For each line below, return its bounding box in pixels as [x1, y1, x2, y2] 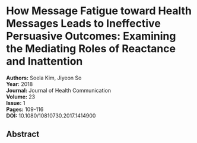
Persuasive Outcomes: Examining [6, 30, 176, 43]
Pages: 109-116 [6, 106, 44, 113]
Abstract [6, 129, 40, 139]
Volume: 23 [6, 93, 36, 100]
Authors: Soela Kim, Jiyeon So [6, 74, 82, 81]
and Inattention [6, 55, 83, 68]
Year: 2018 [6, 80, 33, 87]
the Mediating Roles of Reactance [6, 42, 176, 56]
